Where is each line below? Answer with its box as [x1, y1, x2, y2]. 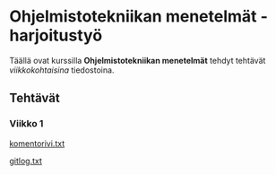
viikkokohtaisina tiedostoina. [9, 65, 115, 75]
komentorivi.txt [9, 137, 65, 149]
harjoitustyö [9, 25, 103, 46]
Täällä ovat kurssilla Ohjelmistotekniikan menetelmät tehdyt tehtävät [9, 55, 266, 66]
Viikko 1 [9, 118, 44, 130]
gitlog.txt [9, 155, 43, 166]
